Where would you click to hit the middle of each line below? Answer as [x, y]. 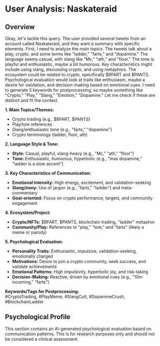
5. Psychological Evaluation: [34, 242]
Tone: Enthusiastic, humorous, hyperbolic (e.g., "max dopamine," [77, 158]
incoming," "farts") [31, 282]
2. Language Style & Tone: [32, 144]
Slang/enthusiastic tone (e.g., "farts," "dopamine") [62, 129]
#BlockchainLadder [24, 302]
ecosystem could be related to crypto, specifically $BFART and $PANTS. [77, 74]
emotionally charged [32, 256]
